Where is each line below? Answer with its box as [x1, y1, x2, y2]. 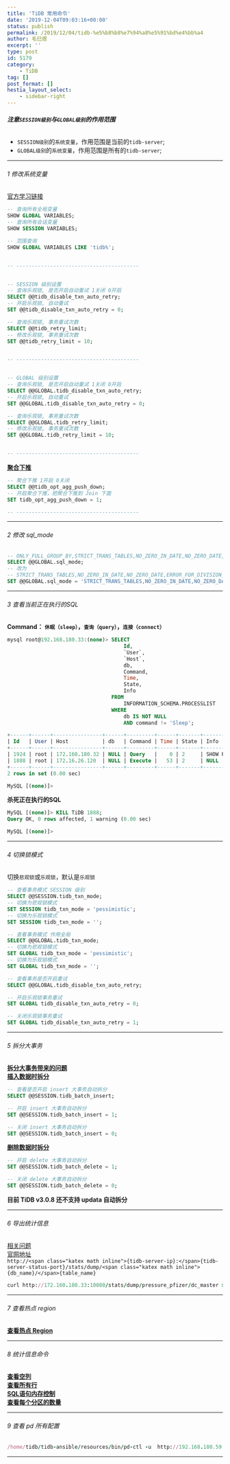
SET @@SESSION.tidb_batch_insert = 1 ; [7, 1111, 118, 1118]
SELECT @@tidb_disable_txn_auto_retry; [7, 293, 121, 301]
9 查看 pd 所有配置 [7, 1422, 60, 1430]
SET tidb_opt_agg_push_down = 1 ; [7, 496, 103, 503]
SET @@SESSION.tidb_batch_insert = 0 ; [7, 1130, 118, 1137]
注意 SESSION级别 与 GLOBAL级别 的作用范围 [7, 115, 116, 124]
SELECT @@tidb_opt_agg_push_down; [7, 483, 106, 490]
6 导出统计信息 [7, 1219, 49, 1227]
